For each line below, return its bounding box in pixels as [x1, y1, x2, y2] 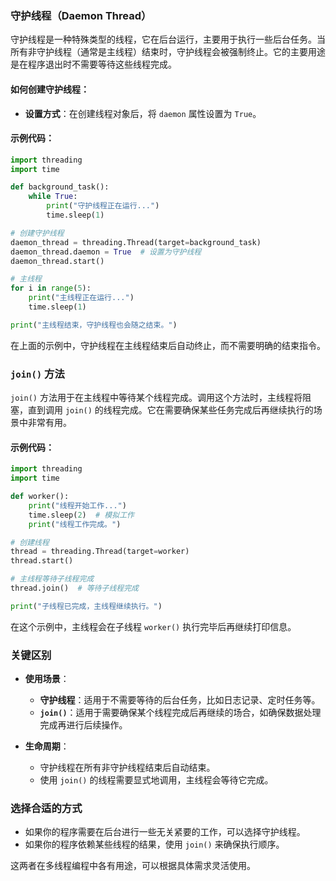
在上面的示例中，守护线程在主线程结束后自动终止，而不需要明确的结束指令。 [10, 339, 326, 351]
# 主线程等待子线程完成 [10, 574, 95, 584]
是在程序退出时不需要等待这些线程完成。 [10, 58, 177, 71]
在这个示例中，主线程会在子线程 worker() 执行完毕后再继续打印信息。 [10, 620, 297, 632]
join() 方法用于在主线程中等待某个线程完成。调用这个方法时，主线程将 [10, 392, 303, 404]
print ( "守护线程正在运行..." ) [46, 201, 160, 211]
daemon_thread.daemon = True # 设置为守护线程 [10, 247, 202, 257]
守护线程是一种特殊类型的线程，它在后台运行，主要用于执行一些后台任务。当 [10, 33, 326, 46]
